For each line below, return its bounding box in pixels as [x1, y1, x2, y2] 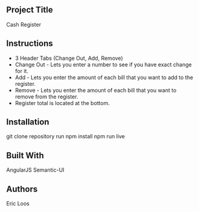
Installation [6, 117, 49, 127]
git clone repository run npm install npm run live [6, 133, 125, 140]
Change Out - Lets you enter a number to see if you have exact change [14, 60, 192, 68]
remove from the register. [14, 93, 78, 100]
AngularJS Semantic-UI [6, 166, 65, 174]
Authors [6, 184, 38, 194]
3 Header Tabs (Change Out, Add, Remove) [14, 54, 124, 62]
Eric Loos [6, 200, 30, 207]
